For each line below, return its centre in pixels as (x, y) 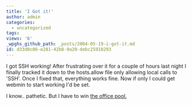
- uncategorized (31, 28)
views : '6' (19, 38)
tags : (13, 33)
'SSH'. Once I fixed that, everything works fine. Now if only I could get (90, 78)
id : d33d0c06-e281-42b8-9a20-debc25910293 (59, 50)
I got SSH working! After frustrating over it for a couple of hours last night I (96, 66)
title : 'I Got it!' (30, 11)
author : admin (23, 17)
